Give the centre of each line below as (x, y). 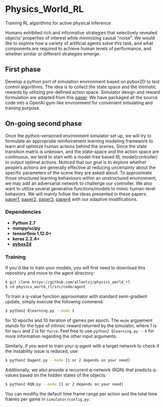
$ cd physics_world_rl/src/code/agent (45, 287)
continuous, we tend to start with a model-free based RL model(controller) (82, 157)
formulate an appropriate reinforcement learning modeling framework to (79, 141)
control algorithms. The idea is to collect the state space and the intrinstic (81, 87)
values (12, 375)
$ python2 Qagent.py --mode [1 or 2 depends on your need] (68, 360)
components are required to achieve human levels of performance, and (78, 48)
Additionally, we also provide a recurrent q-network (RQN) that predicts (79, 370)
